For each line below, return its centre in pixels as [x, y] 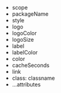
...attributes [26, 85]
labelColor [25, 52]
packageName [30, 14]
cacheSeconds [31, 65]
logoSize [23, 40]
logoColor [24, 33]
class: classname [34, 78]
